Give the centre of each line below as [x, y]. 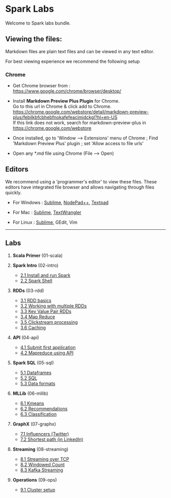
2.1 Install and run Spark [45, 275]
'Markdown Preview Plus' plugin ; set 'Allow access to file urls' [78, 144]
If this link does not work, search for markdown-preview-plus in [79, 123]
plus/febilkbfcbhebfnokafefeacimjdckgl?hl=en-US [65, 117]
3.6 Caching [33, 327]
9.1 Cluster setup [38, 490]
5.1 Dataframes [36, 372]
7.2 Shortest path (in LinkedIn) [52, 439]
